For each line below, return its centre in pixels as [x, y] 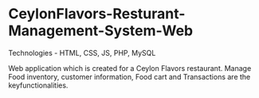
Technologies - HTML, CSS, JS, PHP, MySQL [82, 53]
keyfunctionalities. [38, 85]
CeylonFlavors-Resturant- [97, 14]
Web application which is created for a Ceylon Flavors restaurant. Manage [130, 68]
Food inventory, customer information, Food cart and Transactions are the [129, 76]
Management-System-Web [101, 31]
